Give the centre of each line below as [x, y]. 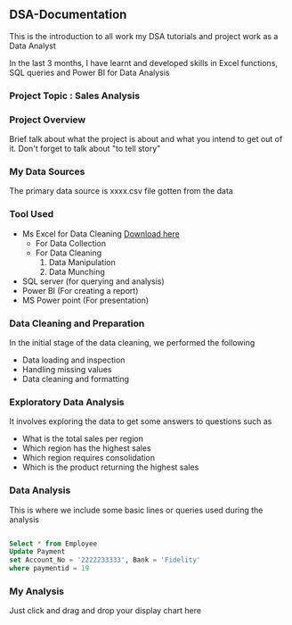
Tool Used [32, 214]
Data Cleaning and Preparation [77, 323]
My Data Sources [47, 171]
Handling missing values [67, 369]
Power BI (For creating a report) [80, 290]
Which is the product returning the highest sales [110, 467]
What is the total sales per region [83, 439]
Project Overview [48, 120]
